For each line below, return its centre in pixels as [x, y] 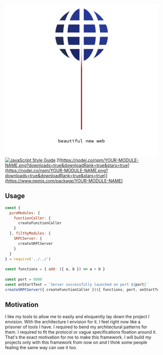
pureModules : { [25, 213]
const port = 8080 [24, 280]
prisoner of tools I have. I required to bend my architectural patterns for [76, 327]
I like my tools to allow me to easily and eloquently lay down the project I [77, 316]
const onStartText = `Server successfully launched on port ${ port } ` [77, 284]
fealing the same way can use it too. [41, 347]
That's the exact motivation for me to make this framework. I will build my [78, 337]
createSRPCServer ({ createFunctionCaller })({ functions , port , [71, 290]
